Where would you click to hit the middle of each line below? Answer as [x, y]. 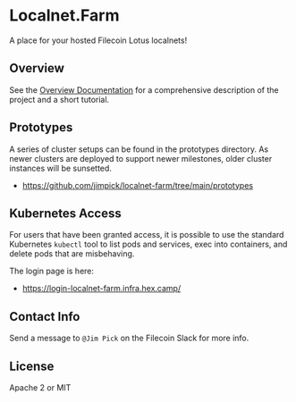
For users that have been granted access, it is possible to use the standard [147, 235]
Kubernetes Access [66, 213]
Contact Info [45, 317]
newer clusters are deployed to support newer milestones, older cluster [141, 158]
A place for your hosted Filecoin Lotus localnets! [98, 40]
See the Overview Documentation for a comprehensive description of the [144, 89]
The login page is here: [52, 271]
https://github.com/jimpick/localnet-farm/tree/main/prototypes [137, 185]
